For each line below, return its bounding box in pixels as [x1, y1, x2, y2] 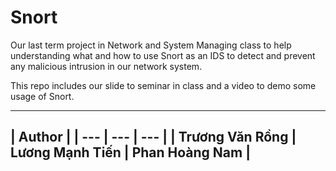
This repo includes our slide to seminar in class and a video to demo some [10, 79, 317, 91]
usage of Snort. [10, 90, 75, 102]
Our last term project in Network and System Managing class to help [10, 39, 292, 51]
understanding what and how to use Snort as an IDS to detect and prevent [10, 49, 316, 61]
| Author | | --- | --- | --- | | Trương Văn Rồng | [10, 129, 297, 146]
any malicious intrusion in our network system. [10, 60, 203, 72]
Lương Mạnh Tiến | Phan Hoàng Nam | [10, 144, 251, 161]
